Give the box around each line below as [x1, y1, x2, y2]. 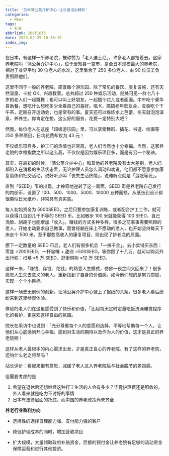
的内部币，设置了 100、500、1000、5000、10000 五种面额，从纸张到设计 [5, 189, 159, 195]
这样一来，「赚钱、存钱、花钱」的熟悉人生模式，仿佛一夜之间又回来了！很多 [5, 265, 162, 271]
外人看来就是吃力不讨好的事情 [12, 390, 74, 396]
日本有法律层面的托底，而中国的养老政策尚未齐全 [12, 396, 114, 402]
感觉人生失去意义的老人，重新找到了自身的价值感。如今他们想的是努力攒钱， [5, 272, 164, 278]
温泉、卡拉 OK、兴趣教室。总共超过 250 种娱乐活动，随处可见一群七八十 [9, 90, 160, 96]
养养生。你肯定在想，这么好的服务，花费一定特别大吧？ [14, 115, 129, 121]
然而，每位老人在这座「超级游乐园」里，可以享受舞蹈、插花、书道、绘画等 [5, 126, 159, 132]
